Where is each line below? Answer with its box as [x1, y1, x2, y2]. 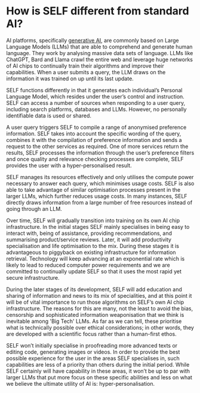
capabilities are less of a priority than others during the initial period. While [6, 361, 190, 368]
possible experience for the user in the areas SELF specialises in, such [6, 355, 180, 362]
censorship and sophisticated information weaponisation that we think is [6, 311, 184, 318]
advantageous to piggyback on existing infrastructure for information [6, 249, 176, 256]
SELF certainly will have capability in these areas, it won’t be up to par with [6, 367, 190, 374]
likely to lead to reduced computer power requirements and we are [6, 261, 170, 268]
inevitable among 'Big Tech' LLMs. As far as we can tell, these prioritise [6, 318, 182, 325]
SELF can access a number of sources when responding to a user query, [6, 99, 186, 106]
